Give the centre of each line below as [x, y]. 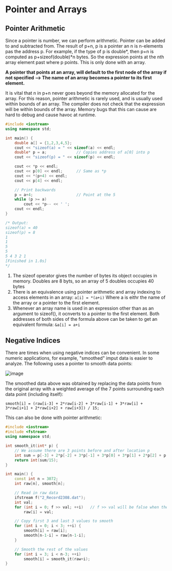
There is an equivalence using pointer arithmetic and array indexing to [87, 292]
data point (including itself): [34, 394]
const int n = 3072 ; [36, 479]
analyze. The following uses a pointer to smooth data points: [69, 364]
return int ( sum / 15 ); [36, 460]
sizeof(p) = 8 [20, 232]
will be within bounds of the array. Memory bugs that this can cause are [81, 109]
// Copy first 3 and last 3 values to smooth [64, 521]
